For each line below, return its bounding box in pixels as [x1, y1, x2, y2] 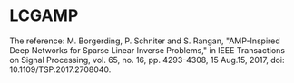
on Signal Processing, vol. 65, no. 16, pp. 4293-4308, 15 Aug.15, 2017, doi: [9, 54, 285, 65]
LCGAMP [9, 5, 79, 26]
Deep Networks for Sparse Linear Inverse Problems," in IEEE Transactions [9, 44, 286, 55]
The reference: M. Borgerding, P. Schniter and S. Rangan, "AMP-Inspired [9, 35, 281, 46]
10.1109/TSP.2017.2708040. [9, 64, 112, 75]
